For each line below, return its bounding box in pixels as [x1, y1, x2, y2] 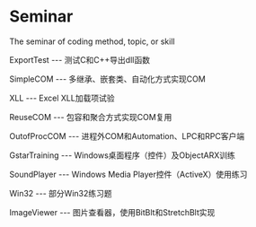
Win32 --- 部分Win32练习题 [9, 188, 112, 198]
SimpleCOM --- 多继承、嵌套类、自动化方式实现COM [9, 74, 207, 84]
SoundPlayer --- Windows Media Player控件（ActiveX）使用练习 [9, 169, 248, 179]
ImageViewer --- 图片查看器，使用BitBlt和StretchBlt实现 [9, 206, 216, 217]
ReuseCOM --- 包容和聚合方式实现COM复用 [9, 111, 172, 122]
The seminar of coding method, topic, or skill [9, 36, 175, 47]
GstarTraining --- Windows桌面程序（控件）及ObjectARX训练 [9, 150, 235, 161]
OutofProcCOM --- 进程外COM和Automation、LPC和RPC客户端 [9, 130, 245, 141]
